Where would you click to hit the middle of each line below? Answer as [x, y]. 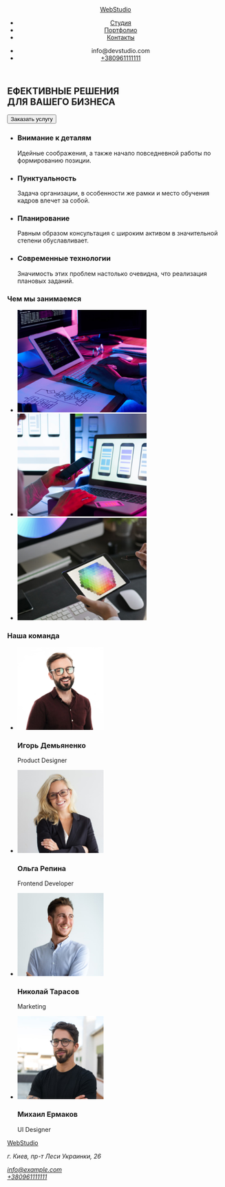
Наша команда [33, 635]
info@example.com [35, 1169]
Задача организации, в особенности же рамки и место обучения [113, 193]
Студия [121, 23]
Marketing [32, 1006]
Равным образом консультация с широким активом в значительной [117, 233]
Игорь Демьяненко [51, 745]
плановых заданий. [45, 281]
